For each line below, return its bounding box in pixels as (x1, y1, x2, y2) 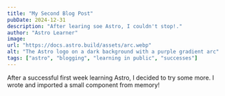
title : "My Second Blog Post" (7, 10, 94, 17)
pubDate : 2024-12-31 (7, 16, 67, 23)
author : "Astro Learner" (7, 29, 78, 36)
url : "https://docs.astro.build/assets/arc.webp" (7, 42, 152, 49)
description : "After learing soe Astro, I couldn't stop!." (7, 23, 183, 29)
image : (7, 36, 26, 43)
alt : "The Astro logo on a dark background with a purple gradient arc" (7, 49, 220, 56)
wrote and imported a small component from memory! (7, 80, 160, 89)
